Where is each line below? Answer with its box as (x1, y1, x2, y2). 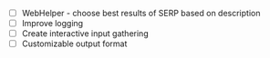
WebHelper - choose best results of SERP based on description (21, 8, 261, 18)
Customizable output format (21, 38, 128, 49)
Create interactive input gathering (21, 28, 149, 39)
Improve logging (21, 18, 84, 29)
